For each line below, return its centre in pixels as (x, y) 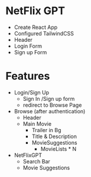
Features (28, 76)
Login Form (28, 46)
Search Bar (37, 161)
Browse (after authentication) (50, 111)
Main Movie (37, 124)
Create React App (36, 27)
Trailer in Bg (46, 130)
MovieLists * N (58, 149)
